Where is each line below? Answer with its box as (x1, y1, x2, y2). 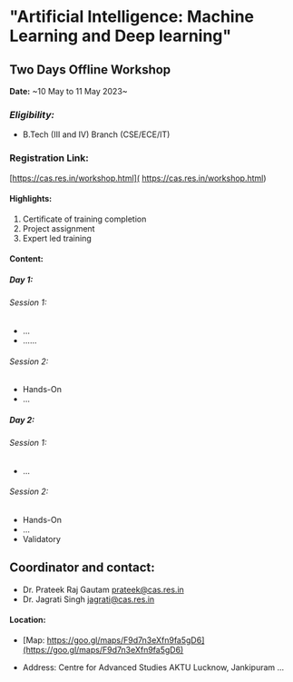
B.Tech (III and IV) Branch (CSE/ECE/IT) (22, 129, 171, 140)
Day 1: (9, 274, 34, 285)
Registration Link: (9, 152, 89, 164)
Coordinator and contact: (9, 560, 156, 576)
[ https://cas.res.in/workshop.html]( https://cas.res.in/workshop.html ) (9, 173, 267, 183)
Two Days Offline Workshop (9, 62, 171, 77)
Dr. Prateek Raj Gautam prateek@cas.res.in (22, 584, 184, 595)
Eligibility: (9, 108, 54, 121)
